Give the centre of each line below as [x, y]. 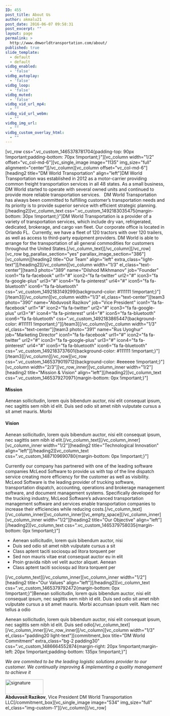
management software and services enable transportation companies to [80, 504]
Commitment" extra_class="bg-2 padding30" [53, 641]
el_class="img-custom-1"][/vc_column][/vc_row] [56, 707]
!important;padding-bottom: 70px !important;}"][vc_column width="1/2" [80, 157]
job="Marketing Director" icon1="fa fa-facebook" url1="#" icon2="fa [77, 335]
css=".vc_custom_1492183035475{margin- [109, 211]
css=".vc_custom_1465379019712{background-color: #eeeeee [70, 362]
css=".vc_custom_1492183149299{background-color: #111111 [68, 292]
